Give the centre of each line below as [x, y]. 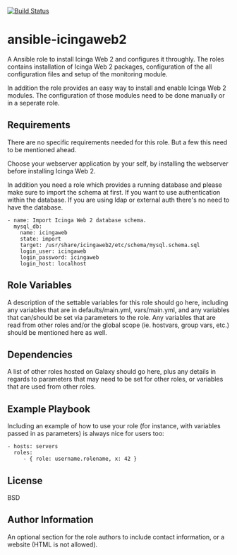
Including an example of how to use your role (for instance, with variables [114, 426]
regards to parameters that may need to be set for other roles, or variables [115, 379]
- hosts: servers [33, 447]
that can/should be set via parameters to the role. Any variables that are [112, 317]
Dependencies [40, 354]
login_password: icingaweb [60, 257]
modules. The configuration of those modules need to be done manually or [116, 95]
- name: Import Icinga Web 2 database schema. [77, 220]
